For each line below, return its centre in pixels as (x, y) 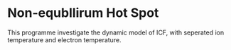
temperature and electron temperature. (65, 39)
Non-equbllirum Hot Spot (83, 13)
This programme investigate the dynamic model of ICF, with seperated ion (116, 32)
